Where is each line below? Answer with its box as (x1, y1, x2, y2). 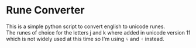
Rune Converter (6, 4, 85, 17)
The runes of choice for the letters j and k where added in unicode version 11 (6, 29, 191, 36)
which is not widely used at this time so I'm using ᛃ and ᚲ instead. (6, 35, 165, 42)
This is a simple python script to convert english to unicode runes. (6, 23, 166, 30)
